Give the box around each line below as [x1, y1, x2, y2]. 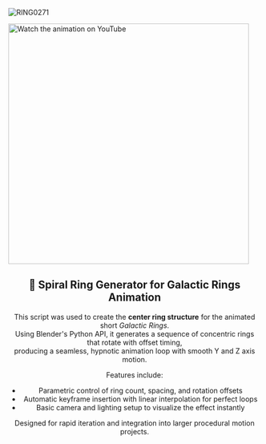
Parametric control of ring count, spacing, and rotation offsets [38, 385, 243, 395]
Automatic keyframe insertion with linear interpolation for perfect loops [23, 394, 258, 404]
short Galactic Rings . [99, 321, 170, 330]
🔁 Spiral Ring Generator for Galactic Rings [28, 278, 241, 292]
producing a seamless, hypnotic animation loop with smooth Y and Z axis [14, 345, 256, 356]
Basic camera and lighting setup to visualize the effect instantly [35, 402, 245, 412]
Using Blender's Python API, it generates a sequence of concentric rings [14, 329, 255, 338]
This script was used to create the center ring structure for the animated [14, 312, 256, 321]
